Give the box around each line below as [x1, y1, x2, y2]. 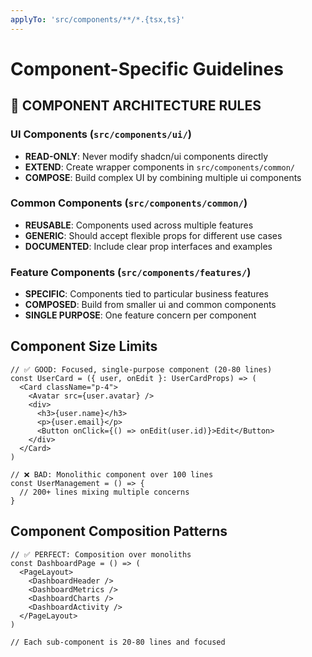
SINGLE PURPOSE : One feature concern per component [24, 309, 257, 321]
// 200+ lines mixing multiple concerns [19, 487, 190, 497]
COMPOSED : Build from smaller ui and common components [24, 299, 277, 311]
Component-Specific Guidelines [10, 57, 284, 80]
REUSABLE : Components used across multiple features [24, 219, 254, 231]
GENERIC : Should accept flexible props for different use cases [24, 229, 283, 241]
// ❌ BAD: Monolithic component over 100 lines [10, 469, 214, 480]
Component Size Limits [10, 338, 158, 355]
